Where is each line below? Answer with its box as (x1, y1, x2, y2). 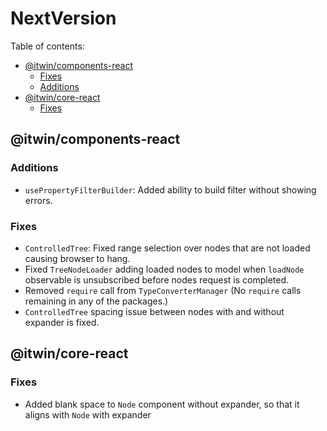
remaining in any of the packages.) (24, 295, 169, 307)
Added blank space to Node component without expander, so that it (24, 398, 300, 410)
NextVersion (10, 7, 117, 30)
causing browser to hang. (24, 252, 131, 264)
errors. (24, 194, 53, 206)
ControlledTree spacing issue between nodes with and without (24, 305, 285, 317)
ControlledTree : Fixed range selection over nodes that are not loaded (24, 242, 311, 254)
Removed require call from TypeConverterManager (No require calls (24, 284, 302, 296)
